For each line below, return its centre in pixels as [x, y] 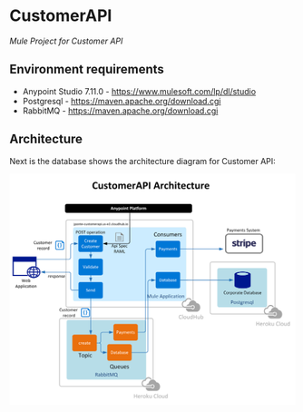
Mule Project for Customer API [66, 41]
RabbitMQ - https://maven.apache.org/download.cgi [120, 111]
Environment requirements [87, 69]
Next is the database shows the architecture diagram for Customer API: [143, 161]
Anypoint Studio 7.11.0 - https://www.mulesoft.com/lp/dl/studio [139, 91]
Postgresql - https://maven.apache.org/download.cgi [122, 101]
